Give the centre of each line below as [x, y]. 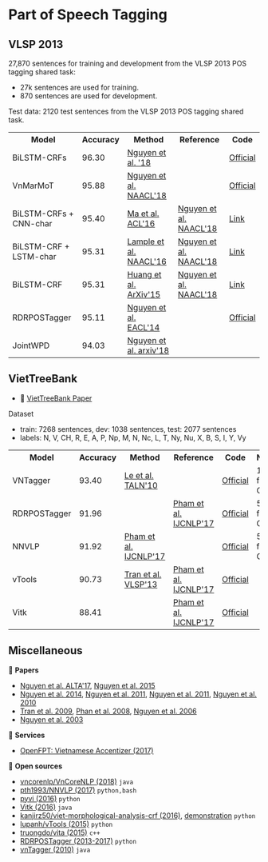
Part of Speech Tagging [88, 15]
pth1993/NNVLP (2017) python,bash [78, 790]
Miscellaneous [45, 650]
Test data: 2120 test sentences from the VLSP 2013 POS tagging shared [126, 111]
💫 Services [27, 735]
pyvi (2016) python [50, 798]
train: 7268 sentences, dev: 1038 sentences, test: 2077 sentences [128, 429]
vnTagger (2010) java [55, 849]
